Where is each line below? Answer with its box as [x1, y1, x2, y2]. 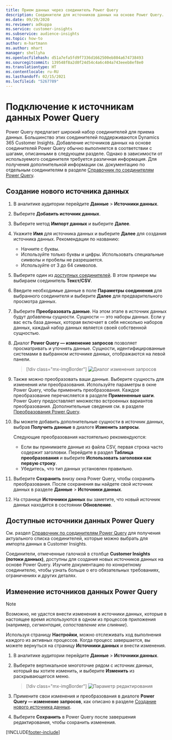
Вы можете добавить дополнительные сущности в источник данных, [13, 418, 164, 425]
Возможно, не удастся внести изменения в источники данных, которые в [6, 611, 167, 617]
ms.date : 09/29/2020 [6, 17, 50, 22]
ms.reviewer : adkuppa [6, 21, 52, 27]
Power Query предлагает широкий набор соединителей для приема [6, 128, 155, 135]
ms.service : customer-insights [6, 27, 73, 32]
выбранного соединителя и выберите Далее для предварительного [13, 293, 163, 299]
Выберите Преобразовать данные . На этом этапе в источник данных [13, 308, 167, 314]
